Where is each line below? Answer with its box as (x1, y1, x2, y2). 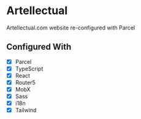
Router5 (15, 79, 36, 86)
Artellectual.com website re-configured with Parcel (6, 24, 135, 31)
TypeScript (15, 65, 44, 72)
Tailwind (15, 107, 37, 114)
